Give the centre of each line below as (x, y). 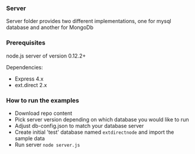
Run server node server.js (47, 145)
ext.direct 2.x (31, 85)
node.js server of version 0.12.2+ (46, 56)
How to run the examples (43, 100)
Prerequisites (26, 43)
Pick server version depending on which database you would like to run (102, 119)
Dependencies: (25, 67)
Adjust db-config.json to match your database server (79, 126)
